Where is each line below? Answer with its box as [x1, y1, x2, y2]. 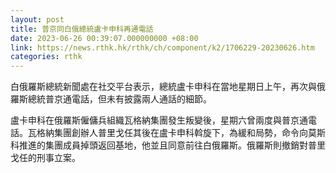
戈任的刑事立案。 [10, 152, 81, 164]
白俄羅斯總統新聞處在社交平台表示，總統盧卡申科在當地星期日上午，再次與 [10, 81, 317, 93]
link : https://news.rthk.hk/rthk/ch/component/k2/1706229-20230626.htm [10, 42, 315, 53]
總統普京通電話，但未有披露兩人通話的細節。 [27, 93, 212, 105]
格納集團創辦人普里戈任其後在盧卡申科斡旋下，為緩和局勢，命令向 [36, 127, 308, 139]
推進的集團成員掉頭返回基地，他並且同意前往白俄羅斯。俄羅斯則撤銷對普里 [18, 139, 326, 151]
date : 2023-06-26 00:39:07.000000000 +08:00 [10, 33, 199, 43]
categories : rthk [10, 52, 83, 62]
